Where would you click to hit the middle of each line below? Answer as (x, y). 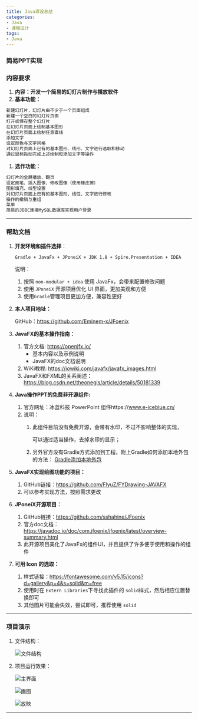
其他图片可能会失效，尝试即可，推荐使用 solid (80, 605)
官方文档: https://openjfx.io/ (57, 346)
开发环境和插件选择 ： (40, 246)
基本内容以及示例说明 (58, 354)
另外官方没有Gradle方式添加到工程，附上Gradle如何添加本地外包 (110, 452)
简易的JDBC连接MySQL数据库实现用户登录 (49, 210)
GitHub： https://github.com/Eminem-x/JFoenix (72, 321)
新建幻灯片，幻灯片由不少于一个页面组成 (48, 111)
